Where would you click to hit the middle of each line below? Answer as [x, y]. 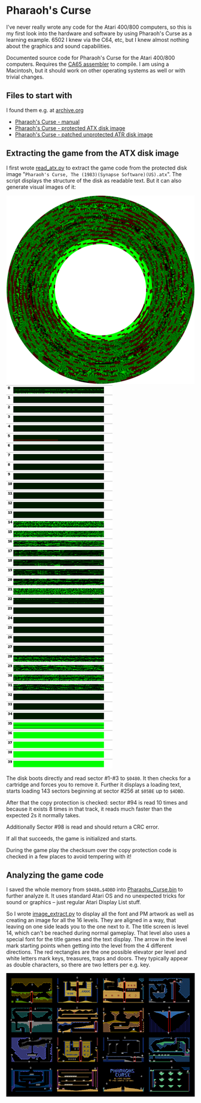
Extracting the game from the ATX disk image [93, 153]
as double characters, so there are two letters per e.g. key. [78, 965]
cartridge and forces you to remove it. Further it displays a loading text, [94, 784]
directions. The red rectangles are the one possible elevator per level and [96, 952]
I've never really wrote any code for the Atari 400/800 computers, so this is [99, 27]
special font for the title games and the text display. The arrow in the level [97, 939]
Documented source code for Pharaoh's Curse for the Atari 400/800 [91, 58]
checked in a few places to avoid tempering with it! [69, 856]
